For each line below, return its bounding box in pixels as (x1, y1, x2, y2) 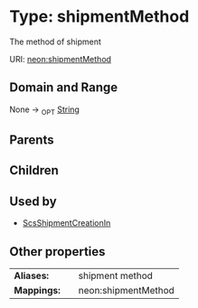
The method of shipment (9, 36, 102, 47)
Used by (9, 193, 57, 209)
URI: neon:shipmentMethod (9, 53, 111, 64)
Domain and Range (9, 79, 118, 96)
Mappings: (14, 284, 61, 296)
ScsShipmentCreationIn (22, 218, 111, 229)
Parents (9, 132, 54, 147)
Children (9, 163, 59, 178)
